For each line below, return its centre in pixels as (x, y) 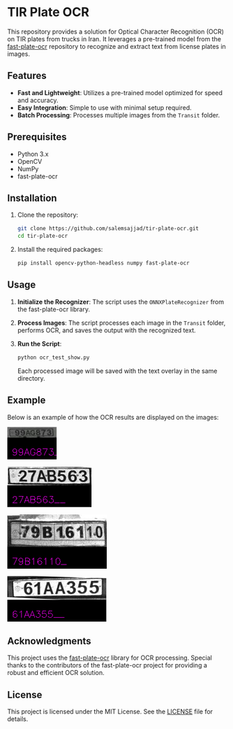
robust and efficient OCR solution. (56, 673)
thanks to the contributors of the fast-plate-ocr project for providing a (107, 665)
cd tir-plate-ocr (43, 236)
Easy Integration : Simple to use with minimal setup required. (104, 107)
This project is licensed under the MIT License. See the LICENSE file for (110, 712)
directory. (31, 378)
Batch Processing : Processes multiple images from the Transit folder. (119, 115)
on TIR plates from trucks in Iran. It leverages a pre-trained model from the (114, 38)
